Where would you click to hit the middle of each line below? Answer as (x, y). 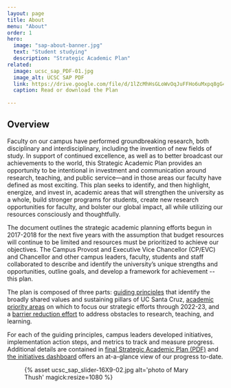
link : (21, 84)
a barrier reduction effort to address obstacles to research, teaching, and (111, 314)
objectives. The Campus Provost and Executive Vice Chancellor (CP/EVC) (111, 249)
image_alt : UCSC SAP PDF (49, 77)
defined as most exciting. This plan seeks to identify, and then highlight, (109, 185)
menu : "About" (27, 26)
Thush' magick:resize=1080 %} (69, 377)
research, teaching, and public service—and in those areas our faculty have (114, 177)
